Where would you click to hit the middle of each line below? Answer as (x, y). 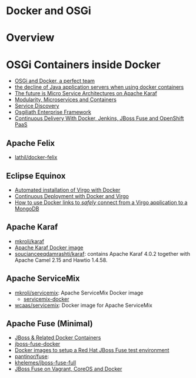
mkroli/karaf (29, 241)
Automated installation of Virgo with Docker (67, 190)
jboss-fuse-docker (37, 344)
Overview (30, 38)
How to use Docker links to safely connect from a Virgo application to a (101, 202)
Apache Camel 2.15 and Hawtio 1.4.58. (61, 260)
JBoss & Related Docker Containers (58, 338)
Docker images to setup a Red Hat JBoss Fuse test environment (92, 350)
